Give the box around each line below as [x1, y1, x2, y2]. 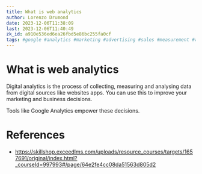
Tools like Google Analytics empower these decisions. [6, 107, 140, 114]
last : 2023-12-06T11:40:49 [6, 25, 74, 32]
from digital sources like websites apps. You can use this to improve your [6, 89, 188, 96]
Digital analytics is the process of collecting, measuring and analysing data [6, 82, 192, 90]
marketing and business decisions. [6, 95, 93, 102]
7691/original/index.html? [14, 154, 78, 161]
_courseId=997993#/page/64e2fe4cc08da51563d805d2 [14, 161, 156, 168]
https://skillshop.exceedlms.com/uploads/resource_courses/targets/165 [14, 148, 194, 155]
